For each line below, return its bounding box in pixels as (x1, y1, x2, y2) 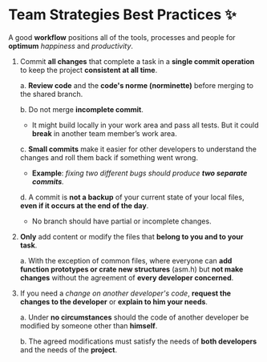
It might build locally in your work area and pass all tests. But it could (31, 120, 259, 130)
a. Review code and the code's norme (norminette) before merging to (19, 80, 254, 90)
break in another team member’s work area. (31, 128, 178, 138)
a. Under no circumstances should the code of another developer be (19, 312, 249, 322)
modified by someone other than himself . (19, 320, 158, 330)
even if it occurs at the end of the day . (19, 200, 149, 210)
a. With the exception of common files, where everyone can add (19, 255, 233, 265)
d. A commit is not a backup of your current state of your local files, (19, 192, 245, 202)
